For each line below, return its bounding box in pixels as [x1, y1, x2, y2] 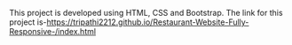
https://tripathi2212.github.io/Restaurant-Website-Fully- [46, 17, 249, 27]
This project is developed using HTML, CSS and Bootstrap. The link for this [9, 8, 283, 18]
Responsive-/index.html [9, 26, 96, 36]
